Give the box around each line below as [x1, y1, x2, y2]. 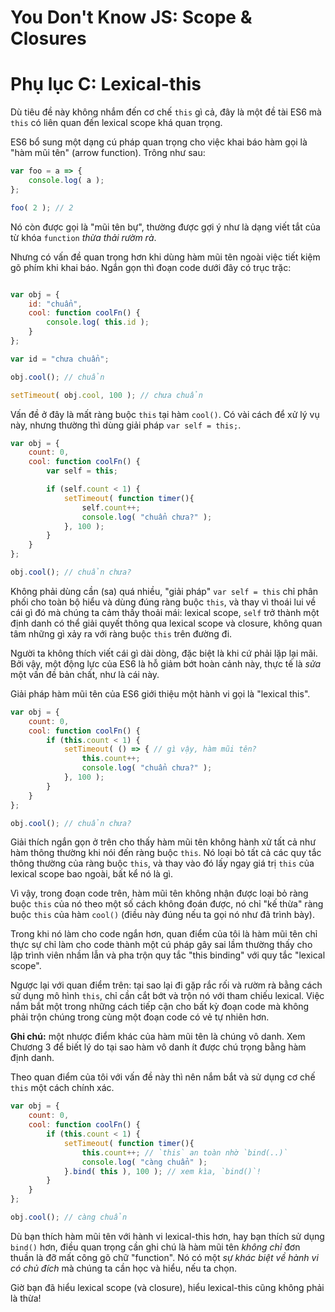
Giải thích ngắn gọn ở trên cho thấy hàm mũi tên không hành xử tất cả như [10, 836, 317, 848]
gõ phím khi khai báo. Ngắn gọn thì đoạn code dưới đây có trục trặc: [10, 261, 292, 273]
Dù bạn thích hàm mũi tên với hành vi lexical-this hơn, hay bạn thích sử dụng [10, 1230, 325, 1242]
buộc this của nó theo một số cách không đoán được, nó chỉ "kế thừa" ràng [10, 898, 324, 910]
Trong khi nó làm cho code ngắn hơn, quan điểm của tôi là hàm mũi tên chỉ [10, 928, 318, 940]
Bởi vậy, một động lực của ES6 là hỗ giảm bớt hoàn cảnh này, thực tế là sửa [10, 657, 322, 670]
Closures [10, 27, 87, 50]
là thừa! [10, 1292, 42, 1304]
